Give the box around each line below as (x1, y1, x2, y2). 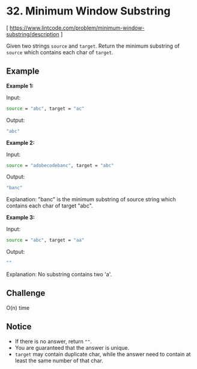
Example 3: (6, 214, 35, 221)
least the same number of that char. (14, 357, 103, 364)
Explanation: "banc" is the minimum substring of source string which (6, 196, 176, 203)
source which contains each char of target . (6, 48, 114, 55)
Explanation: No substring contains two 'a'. (6, 271, 112, 278)
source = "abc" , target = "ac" (6, 106, 85, 112)
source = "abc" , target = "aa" (6, 237, 85, 244)
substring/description (6, 30, 60, 37)
